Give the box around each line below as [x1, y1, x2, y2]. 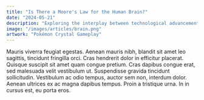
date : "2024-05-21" [6, 15, 56, 21]
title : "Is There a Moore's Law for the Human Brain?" [6, 8, 148, 15]
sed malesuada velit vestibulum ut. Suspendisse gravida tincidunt [6, 67, 170, 75]
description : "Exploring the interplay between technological [6, 20, 167, 26]
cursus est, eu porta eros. [6, 87, 71, 94]
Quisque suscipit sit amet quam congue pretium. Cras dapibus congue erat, [6, 61, 195, 68]
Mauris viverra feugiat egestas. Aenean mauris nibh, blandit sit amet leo [6, 48, 186, 55]
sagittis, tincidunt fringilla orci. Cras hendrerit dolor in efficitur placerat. [6, 55, 184, 62]
